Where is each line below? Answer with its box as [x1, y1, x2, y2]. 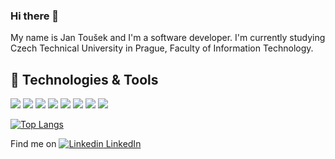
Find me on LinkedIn [10, 138, 142, 150]
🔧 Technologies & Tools [10, 71, 159, 88]
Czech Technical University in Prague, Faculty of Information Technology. [10, 42, 314, 54]
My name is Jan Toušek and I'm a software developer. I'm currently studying [10, 32, 326, 44]
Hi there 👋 [10, 9, 60, 23]
